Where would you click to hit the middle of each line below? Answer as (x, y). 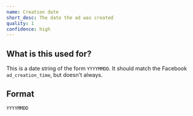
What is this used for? (49, 53)
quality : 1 (20, 23)
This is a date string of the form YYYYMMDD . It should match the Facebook (97, 68)
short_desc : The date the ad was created (60, 18)
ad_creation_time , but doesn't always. (55, 75)
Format (21, 94)
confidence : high (28, 29)
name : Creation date (33, 12)
